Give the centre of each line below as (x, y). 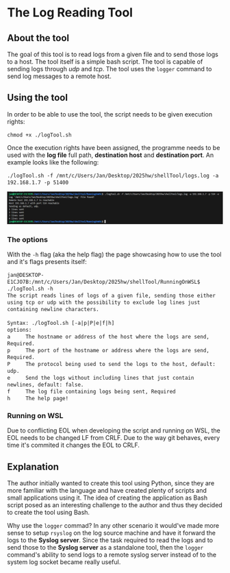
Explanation (33, 466)
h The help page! (38, 398)
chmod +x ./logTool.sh (39, 135)
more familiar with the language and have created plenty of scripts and (107, 491)
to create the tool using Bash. (49, 513)
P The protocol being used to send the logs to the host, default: (111, 364)
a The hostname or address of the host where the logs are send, (108, 337)
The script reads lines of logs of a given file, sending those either (111, 295)
